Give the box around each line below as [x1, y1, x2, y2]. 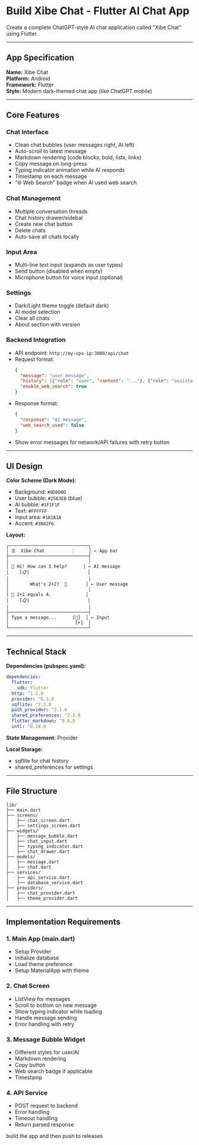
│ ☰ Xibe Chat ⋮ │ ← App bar [6, 548, 118, 554]
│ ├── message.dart [6, 859, 60, 865]
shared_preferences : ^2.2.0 [11, 712, 81, 718]
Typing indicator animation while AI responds [14, 167, 126, 174]
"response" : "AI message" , [20, 417, 87, 423]
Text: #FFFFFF [14, 507, 47, 514]
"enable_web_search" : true [20, 383, 87, 389]
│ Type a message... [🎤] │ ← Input [6, 615, 110, 621]
